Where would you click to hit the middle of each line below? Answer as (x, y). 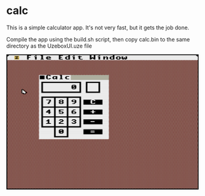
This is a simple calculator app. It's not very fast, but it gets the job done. (98, 27)
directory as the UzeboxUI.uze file (49, 46)
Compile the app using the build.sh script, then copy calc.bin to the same (98, 39)
